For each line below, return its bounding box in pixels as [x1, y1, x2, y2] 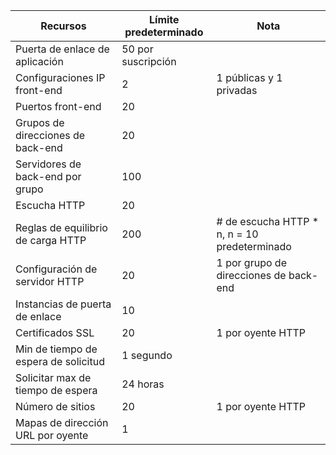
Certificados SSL [15, 326, 95, 339]
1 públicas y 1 [216, 71, 283, 84]
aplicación [15, 55, 64, 68]
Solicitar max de [15, 371, 92, 384]
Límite [149, 13, 180, 26]
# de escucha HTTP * [216, 215, 320, 228]
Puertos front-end [15, 100, 102, 113]
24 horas [121, 377, 165, 391]
